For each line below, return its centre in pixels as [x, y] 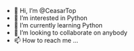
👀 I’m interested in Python [51, 18]
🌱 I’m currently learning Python [58, 25]
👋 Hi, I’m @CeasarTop [45, 11]
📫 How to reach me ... [46, 40]
